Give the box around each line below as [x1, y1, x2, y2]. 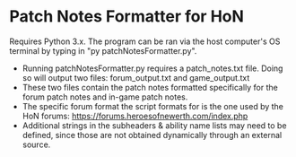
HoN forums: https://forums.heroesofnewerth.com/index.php [22, 110, 248, 121]
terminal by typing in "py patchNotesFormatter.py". [9, 45, 197, 56]
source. [22, 139, 51, 150]
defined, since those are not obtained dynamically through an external [22, 129, 283, 140]
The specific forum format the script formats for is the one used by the [22, 100, 284, 111]
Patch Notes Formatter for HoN [9, 6, 245, 27]
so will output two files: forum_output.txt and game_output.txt [22, 72, 250, 83]
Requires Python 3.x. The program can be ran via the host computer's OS [9, 36, 281, 47]
